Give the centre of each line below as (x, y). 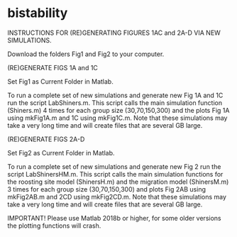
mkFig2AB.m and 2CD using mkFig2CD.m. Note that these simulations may (117, 197)
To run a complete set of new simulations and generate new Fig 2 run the (114, 166)
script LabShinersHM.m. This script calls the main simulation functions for (115, 174)
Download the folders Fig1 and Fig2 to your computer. (86, 54)
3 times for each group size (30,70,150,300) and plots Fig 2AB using (106, 189)
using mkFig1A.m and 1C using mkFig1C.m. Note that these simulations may (117, 118)
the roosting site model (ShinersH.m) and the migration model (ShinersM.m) (118, 182)
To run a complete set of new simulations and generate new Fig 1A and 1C (115, 95)
